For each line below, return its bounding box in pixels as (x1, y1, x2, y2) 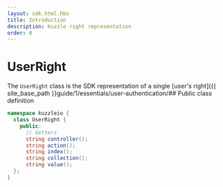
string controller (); (25, 135, 89, 142)
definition (7, 97, 35, 105)
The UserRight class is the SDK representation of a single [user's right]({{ (7, 82, 217, 90)
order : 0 (7, 29, 33, 37)
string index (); (25, 148, 73, 155)
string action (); (25, 142, 76, 149)
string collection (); (25, 155, 89, 162)
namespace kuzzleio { (7, 110, 70, 117)
